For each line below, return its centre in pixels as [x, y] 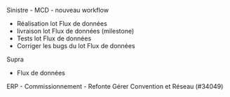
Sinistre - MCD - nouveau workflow [58, 10]
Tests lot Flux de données [54, 38]
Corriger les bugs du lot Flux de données [76, 46]
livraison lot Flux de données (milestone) [75, 31]
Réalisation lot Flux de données [62, 23]
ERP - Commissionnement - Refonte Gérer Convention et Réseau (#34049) [115, 86]
